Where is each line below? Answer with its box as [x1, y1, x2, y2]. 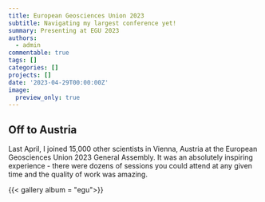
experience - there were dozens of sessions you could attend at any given [8, 161, 253, 171]
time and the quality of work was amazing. [8, 169, 148, 180]
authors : [8, 34, 38, 42]
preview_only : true [15, 93, 81, 101]
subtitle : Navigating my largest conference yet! [8, 19, 177, 27]
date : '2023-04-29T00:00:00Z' [8, 78, 109, 86]
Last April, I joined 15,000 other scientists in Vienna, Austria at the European [8, 145, 258, 154]
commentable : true [8, 49, 69, 57]
